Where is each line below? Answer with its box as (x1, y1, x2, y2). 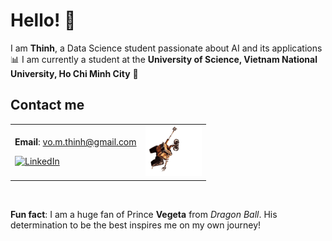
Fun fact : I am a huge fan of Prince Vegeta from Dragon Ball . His (10, 208, 278, 220)
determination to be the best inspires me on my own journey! (10, 219, 262, 231)
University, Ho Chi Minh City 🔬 (10, 67, 139, 79)
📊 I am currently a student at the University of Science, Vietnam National (10, 53, 318, 65)
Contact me (10, 97, 85, 114)
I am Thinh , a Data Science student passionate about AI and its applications (10, 42, 323, 54)
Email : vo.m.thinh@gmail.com (14, 136, 137, 148)
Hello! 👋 (10, 9, 77, 32)
